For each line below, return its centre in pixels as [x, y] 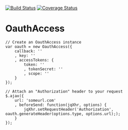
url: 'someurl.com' [35, 100]
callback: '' [29, 51]
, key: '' [25, 56]
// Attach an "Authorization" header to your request [64, 91]
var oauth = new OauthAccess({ [39, 47]
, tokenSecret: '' [43, 69]
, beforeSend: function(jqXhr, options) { [61, 105]
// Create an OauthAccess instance [43, 42]
